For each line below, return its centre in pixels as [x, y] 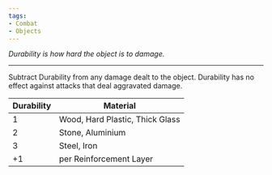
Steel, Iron [79, 146]
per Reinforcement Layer [106, 159]
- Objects [25, 31]
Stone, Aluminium [93, 133]
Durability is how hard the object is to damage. [87, 54]
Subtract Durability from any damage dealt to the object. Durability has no [132, 77]
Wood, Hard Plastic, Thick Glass [120, 120]
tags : [17, 16]
